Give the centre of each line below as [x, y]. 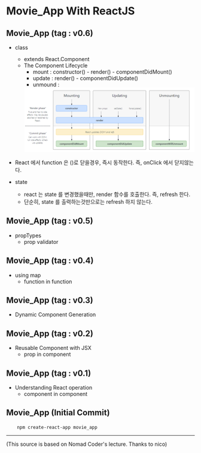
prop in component [47, 354]
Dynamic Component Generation [55, 315]
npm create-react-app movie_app [57, 427]
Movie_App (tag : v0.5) [50, 221]
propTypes [28, 235]
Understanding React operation [54, 388]
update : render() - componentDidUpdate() [86, 78]
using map [28, 275]
